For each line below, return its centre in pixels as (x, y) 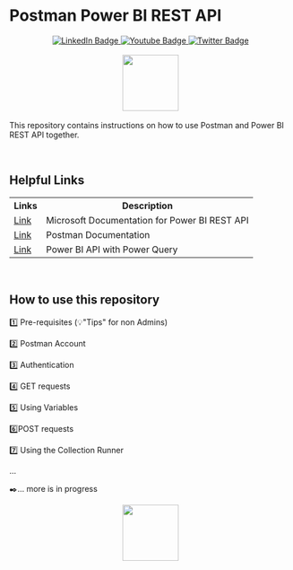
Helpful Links (47, 180)
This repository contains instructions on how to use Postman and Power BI (147, 125)
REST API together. (44, 135)
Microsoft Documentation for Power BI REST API (147, 220)
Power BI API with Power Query (112, 250)
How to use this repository (85, 300)
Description (147, 206)
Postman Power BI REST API (116, 16)
